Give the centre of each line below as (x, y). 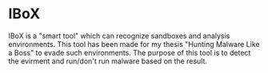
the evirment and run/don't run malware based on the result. (108, 61)
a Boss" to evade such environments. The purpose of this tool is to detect (130, 52)
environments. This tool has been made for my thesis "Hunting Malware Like (134, 44)
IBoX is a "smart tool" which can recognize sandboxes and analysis (119, 36)
